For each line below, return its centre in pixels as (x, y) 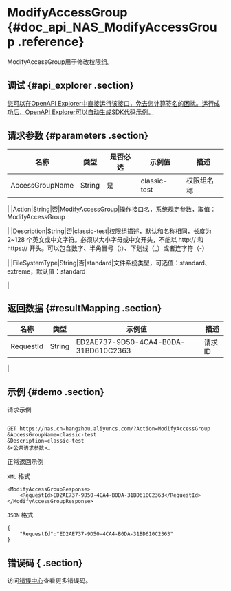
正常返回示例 (25, 462)
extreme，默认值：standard (46, 271)
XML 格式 (19, 476)
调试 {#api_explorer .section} (70, 86)
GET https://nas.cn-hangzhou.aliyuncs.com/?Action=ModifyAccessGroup (109, 429)
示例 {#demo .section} (56, 392)
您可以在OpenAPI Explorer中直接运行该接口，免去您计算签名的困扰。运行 (111, 103)
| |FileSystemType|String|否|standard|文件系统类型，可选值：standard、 (109, 263)
